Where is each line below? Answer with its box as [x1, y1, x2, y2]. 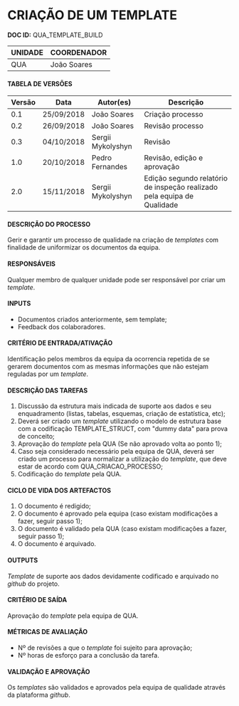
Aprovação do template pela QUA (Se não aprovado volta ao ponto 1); [17, 439, 223, 448]
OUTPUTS [7, 555, 38, 565]
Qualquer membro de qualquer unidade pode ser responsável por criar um [7, 275, 226, 284]
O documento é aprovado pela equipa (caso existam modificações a [17, 509, 218, 518]
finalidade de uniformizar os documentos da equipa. [7, 243, 161, 252]
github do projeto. [7, 579, 60, 588]
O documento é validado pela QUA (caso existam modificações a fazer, [17, 525, 227, 533]
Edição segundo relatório [144, 173, 228, 183]
